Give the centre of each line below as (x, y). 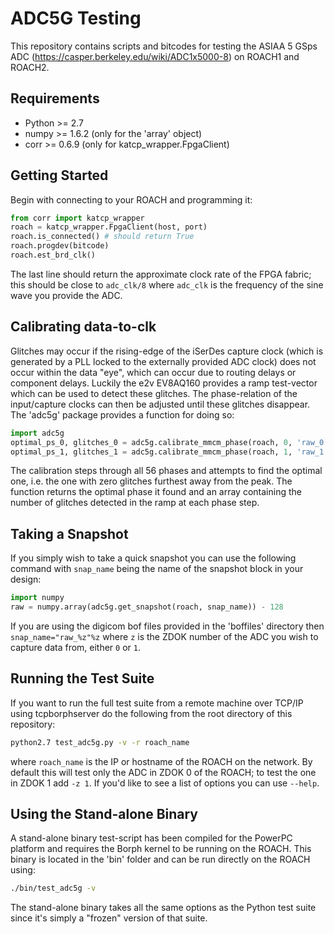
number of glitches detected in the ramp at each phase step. (135, 503)
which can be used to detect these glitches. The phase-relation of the (154, 393)
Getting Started (59, 175)
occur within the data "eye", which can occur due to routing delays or (153, 372)
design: (26, 579)
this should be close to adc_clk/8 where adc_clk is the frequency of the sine (167, 284)
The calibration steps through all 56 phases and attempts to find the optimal (166, 471)
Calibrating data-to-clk (83, 327)
